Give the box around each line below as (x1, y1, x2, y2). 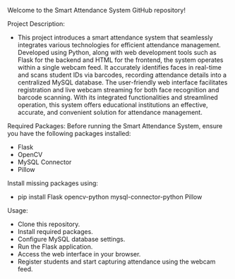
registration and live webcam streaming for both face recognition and (17, 86, 219, 94)
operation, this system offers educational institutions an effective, (17, 101, 208, 108)
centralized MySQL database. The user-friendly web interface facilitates (17, 78, 228, 87)
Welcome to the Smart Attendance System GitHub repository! (7, 6, 186, 14)
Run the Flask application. (17, 242, 93, 251)
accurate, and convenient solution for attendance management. (17, 108, 203, 116)
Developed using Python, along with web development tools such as (17, 49, 217, 56)
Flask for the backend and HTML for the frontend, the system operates (17, 56, 224, 64)
